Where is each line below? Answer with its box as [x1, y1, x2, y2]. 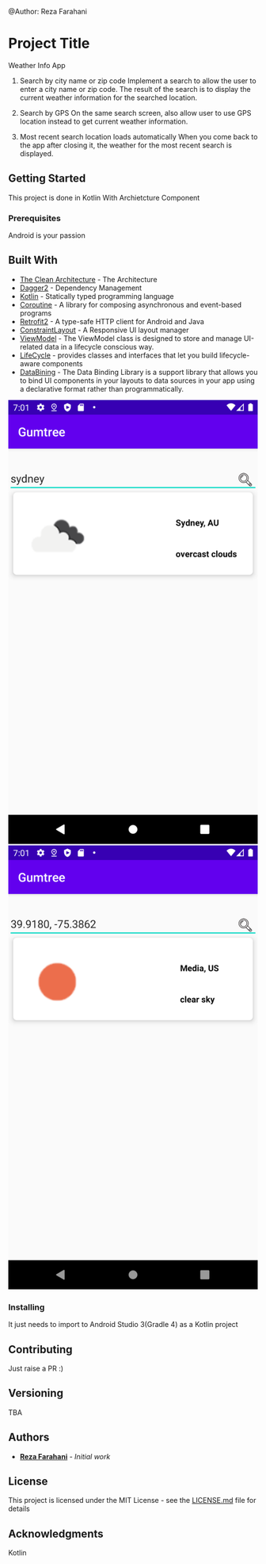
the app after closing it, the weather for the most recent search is [19, 140, 232, 150]
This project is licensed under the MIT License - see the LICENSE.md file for [8, 1496, 256, 1505]
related [19, 342, 44, 351]
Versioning [8, 1386, 63, 1400]
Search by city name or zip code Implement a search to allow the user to [19, 75, 256, 86]
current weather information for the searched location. [19, 93, 198, 102]
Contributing [8, 1343, 73, 1356]
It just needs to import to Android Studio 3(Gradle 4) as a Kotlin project [8, 1320, 239, 1329]
